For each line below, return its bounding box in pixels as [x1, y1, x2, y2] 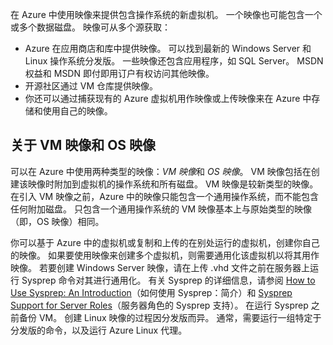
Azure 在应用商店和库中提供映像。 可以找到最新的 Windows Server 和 [24, 43, 312, 54]
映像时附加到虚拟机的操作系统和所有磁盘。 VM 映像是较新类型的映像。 [27, 178, 319, 190]
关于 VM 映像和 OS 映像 [10, 137, 157, 154]
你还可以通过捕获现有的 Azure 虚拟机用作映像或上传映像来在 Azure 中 [24, 93, 312, 104]
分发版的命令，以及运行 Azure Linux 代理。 [10, 324, 188, 336]
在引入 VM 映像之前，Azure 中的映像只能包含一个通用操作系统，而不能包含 [10, 190, 319, 202]
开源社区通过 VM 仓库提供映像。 [24, 80, 158, 92]
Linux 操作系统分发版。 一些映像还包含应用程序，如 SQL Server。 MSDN [24, 55, 324, 67]
